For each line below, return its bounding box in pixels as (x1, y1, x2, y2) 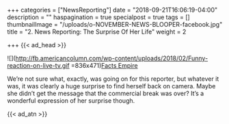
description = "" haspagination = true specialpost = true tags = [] (7, 13, 190, 21)
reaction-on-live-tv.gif (7, 62, 70, 69)
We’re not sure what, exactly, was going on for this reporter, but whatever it (7, 75, 219, 83)
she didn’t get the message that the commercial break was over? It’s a (7, 89, 204, 97)
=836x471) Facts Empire (70, 62, 138, 69)
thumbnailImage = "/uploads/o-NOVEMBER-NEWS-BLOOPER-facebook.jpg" (7, 21, 223, 28)
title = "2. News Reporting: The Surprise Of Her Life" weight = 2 (7, 27, 187, 36)
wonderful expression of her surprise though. (7, 97, 135, 105)
